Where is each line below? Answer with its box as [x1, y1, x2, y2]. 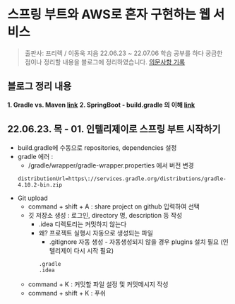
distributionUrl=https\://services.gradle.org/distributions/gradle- [17, 175, 227, 182]
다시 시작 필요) [73, 246, 114, 255]
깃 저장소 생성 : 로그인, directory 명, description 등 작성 [28, 211, 183, 219]
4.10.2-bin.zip [17, 181, 63, 188]
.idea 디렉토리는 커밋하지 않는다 [38, 220, 127, 228]
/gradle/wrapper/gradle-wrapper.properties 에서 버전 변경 [28, 160, 194, 170]
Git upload [17, 194, 48, 202]
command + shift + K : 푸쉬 [28, 288, 106, 297]
